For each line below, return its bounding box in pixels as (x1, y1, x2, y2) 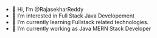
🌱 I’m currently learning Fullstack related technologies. (12, 19, 149, 25)
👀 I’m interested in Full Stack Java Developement (12, 12, 135, 19)
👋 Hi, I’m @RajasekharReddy (12, 6, 84, 13)
